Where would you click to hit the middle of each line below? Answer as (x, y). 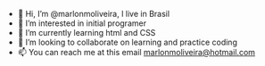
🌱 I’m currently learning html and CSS (87, 33)
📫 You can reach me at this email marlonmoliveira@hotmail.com (137, 52)
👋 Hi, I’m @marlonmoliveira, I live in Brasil (94, 14)
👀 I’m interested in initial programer (82, 23)
